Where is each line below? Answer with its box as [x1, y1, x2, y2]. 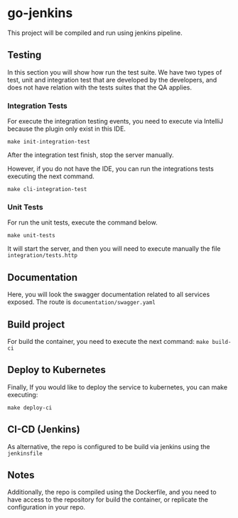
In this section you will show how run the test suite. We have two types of [7, 68, 222, 76]
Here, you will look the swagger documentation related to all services [7, 290, 210, 299]
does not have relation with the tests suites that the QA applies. [7, 83, 193, 92]
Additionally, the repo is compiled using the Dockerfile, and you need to [7, 488, 217, 497]
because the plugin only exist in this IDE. [7, 124, 126, 133]
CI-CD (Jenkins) [7, 423, 80, 436]
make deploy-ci [7, 404, 53, 411]
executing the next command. [7, 172, 94, 180]
